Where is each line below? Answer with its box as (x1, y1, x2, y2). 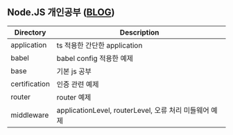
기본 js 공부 (56, 66, 92, 76)
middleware (10, 110, 49, 120)
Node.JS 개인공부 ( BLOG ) (7, 6, 115, 19)
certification (10, 79, 51, 89)
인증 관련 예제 (56, 79, 99, 89)
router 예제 (56, 92, 92, 102)
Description (119, 27, 159, 37)
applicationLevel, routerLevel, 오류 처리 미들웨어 (56, 105, 209, 115)
